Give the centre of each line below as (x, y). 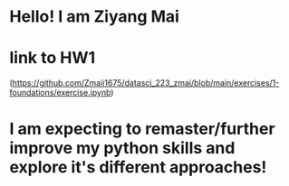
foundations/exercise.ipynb (60, 93)
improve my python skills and (122, 149)
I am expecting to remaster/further (142, 129)
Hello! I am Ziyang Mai (94, 17)
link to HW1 (53, 58)
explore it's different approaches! (138, 167)
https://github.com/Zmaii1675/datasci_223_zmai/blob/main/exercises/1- (146, 83)
